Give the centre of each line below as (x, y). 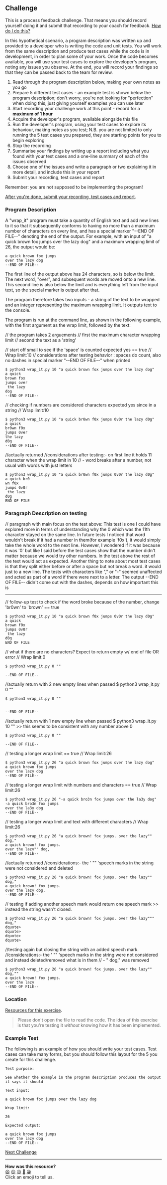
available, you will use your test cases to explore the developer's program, (81, 61)
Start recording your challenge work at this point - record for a (76, 108)
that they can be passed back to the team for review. (59, 72)
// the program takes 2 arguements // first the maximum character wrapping (83, 335)
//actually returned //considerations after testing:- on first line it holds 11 (79, 455)
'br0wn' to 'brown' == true (32, 607)
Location (16, 999)
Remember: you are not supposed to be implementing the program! (74, 187)
